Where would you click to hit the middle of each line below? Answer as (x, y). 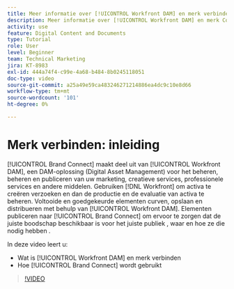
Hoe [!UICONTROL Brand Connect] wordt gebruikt (89, 265)
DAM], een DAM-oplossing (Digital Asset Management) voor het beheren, (113, 171)
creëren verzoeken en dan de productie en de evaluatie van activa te (106, 194)
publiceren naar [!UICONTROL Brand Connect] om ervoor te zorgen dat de (114, 216)
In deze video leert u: (38, 244)
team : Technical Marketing (46, 59)
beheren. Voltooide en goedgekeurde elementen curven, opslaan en (105, 201)
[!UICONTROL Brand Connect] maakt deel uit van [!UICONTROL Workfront (114, 164)
